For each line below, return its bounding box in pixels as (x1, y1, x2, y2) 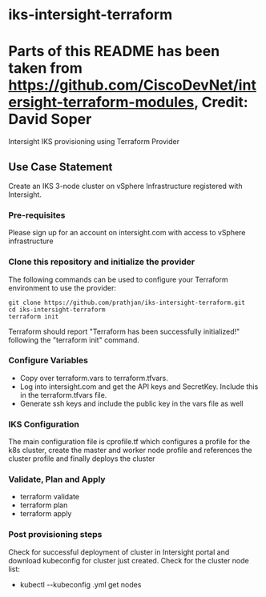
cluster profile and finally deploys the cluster (8, 454, 155, 463)
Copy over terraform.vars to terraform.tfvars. (19, 373, 168, 383)
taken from (8, 59, 83, 78)
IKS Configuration (8, 419, 80, 430)
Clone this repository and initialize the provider (8, 256, 195, 267)
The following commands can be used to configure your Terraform (8, 274, 228, 284)
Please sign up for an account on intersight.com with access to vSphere (8, 228, 246, 238)
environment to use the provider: (8, 282, 116, 293)
